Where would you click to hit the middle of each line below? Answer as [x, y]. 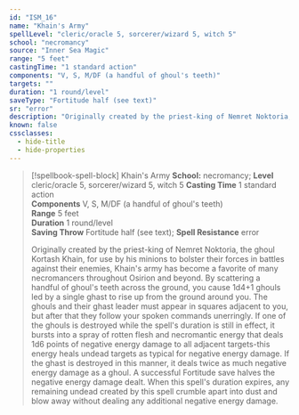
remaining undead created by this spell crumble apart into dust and [154, 391]
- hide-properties [52, 150]
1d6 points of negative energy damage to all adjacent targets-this [150, 344]
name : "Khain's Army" [49, 26]
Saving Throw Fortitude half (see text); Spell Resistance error [145, 232]
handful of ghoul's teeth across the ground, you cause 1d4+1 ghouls [156, 287]
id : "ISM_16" [33, 17]
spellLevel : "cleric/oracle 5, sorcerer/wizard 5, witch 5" [123, 34]
